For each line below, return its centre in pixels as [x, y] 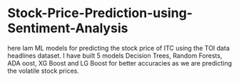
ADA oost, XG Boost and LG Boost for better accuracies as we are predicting [120, 63]
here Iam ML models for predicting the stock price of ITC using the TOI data [118, 48]
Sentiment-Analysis [68, 28]
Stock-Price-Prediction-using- [100, 13]
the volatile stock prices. [44, 71]
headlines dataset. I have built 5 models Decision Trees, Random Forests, [115, 56]
